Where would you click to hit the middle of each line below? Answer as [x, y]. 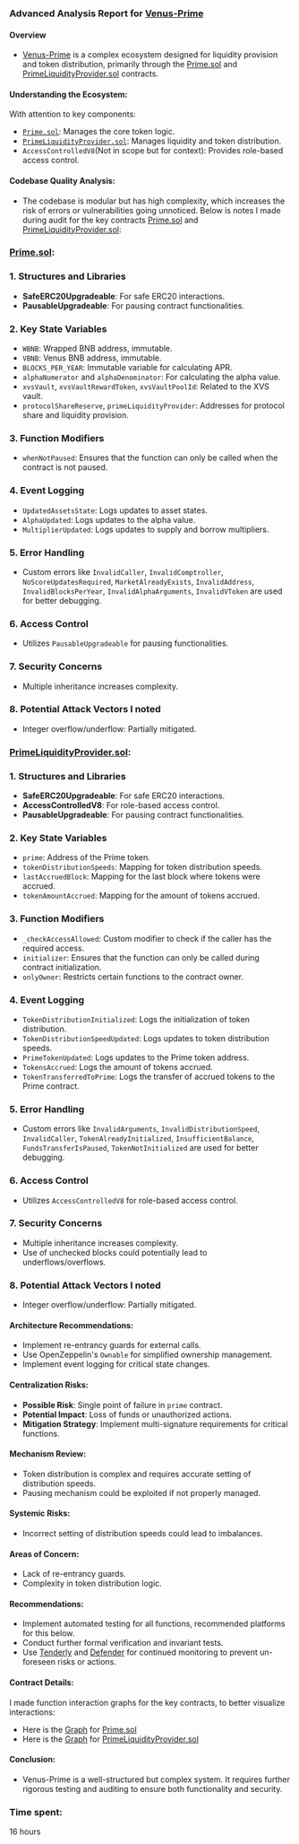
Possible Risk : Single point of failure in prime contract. [122, 1405]
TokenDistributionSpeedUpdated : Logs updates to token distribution [146, 1038]
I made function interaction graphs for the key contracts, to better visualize [147, 1702]
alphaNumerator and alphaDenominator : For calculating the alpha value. [151, 377]
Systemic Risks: [40, 1513]
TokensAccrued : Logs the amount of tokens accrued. [117, 1066]
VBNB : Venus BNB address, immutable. [92, 358]
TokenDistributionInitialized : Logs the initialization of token [136, 1019]
